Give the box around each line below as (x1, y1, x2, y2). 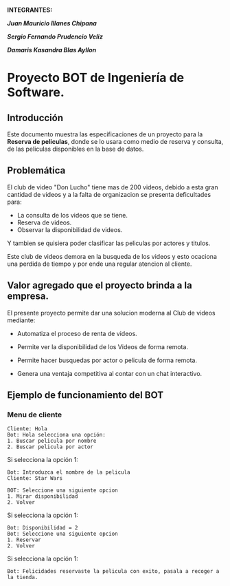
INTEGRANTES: (7, 6, 53, 14)
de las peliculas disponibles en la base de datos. (7, 145, 144, 153)
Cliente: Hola (7, 426, 48, 432)
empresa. (7, 291, 49, 302)
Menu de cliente (7, 410, 62, 419)
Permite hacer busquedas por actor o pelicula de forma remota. (16, 356, 198, 364)
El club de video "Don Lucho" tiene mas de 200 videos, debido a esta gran (7, 182, 218, 191)
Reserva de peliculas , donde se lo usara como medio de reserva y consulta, (7, 138, 224, 145)
